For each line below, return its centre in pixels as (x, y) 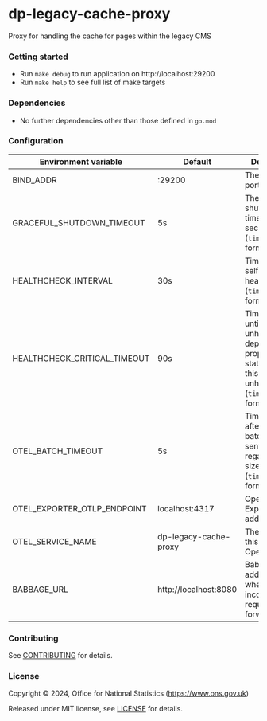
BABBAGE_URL (41, 589)
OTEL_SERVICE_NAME (54, 541)
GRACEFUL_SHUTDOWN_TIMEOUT (79, 222)
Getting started (39, 57)
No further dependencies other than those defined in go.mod (118, 120)
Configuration (36, 141)
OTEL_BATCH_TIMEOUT (58, 451)
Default (197, 162)
